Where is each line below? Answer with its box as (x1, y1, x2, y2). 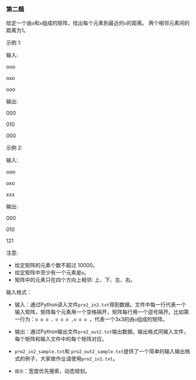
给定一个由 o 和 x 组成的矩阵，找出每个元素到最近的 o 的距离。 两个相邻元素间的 (6, 19, 190, 27)
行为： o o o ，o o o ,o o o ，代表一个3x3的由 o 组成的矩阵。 (19, 316, 168, 323)
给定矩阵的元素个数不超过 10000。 (14, 262, 98, 269)
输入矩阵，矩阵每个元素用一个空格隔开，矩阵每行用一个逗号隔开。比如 (14, 308, 184, 316)
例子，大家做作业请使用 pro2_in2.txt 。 (25, 355, 118, 362)
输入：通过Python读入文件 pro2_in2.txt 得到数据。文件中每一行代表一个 (14, 301, 187, 308)
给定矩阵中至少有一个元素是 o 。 (14, 269, 90, 276)
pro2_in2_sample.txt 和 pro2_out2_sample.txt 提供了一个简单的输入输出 (14, 348, 185, 355)
